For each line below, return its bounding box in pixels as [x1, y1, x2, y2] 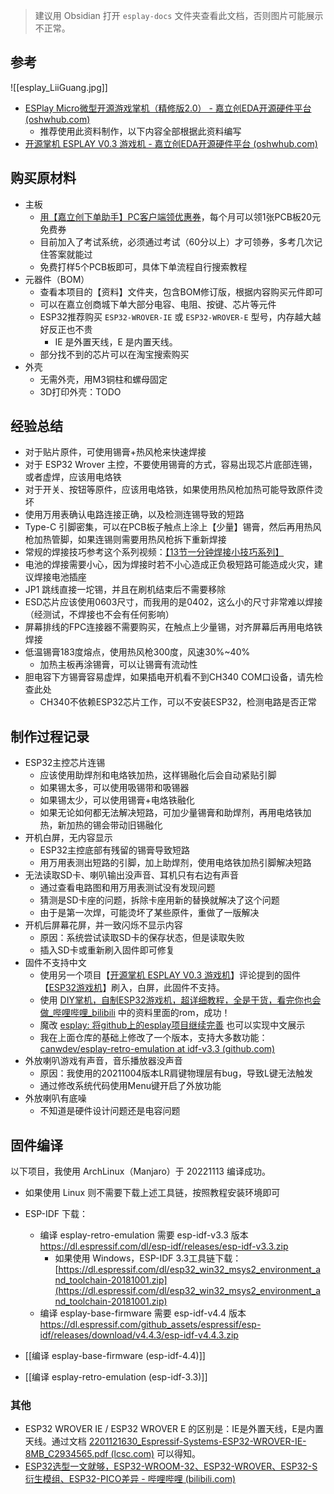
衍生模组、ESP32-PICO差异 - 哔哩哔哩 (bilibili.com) [24, 1473, 237, 1485]
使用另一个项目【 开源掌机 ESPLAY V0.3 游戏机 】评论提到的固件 [39, 969, 302, 981]
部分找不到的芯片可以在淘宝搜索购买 [39, 348, 190, 360]
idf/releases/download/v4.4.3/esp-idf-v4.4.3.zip [39, 1329, 239, 1341]
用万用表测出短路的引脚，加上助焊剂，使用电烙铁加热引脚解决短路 [39, 857, 312, 869]
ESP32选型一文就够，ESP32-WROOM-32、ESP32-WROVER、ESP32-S [24, 1460, 318, 1473]
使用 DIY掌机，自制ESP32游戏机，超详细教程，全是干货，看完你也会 [39, 994, 322, 1006]
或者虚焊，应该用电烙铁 [24, 471, 122, 483]
